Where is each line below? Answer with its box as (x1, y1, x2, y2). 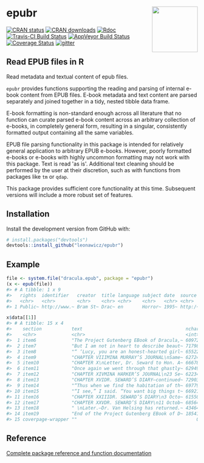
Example (6, 259, 40, 270)
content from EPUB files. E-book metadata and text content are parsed (20, 91, 197, 99)
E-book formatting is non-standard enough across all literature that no (6, 110, 182, 117)
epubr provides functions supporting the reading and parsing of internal (6, 85, 185, 92)
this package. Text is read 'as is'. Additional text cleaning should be (6, 160, 174, 167)
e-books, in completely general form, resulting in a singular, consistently (6, 122, 187, 130)
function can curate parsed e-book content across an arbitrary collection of (6, 116, 195, 123)
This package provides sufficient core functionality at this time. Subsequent (6, 184, 195, 192)
